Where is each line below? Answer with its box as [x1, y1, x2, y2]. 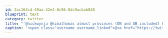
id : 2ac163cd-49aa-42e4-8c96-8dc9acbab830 [5, 7, 95, 12]
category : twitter [5, 16, 43, 21]
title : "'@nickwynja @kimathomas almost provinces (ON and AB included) [5, 21, 160, 26]
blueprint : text [5, 12, 39, 17]
